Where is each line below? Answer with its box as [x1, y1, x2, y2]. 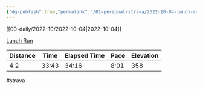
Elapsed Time [64, 51, 105, 60]
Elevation [130, 51, 159, 60]
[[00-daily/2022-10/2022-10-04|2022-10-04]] [6, 25, 122, 32]
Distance [9, 51, 36, 60]
